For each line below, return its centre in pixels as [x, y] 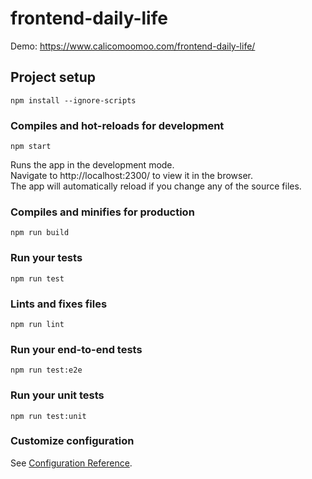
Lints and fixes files [59, 304]
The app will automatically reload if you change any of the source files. [156, 186]
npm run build [40, 233]
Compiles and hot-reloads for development [117, 125]
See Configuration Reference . [71, 463]
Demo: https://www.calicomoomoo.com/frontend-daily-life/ [133, 46]
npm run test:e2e [46, 370]
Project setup [53, 77]
